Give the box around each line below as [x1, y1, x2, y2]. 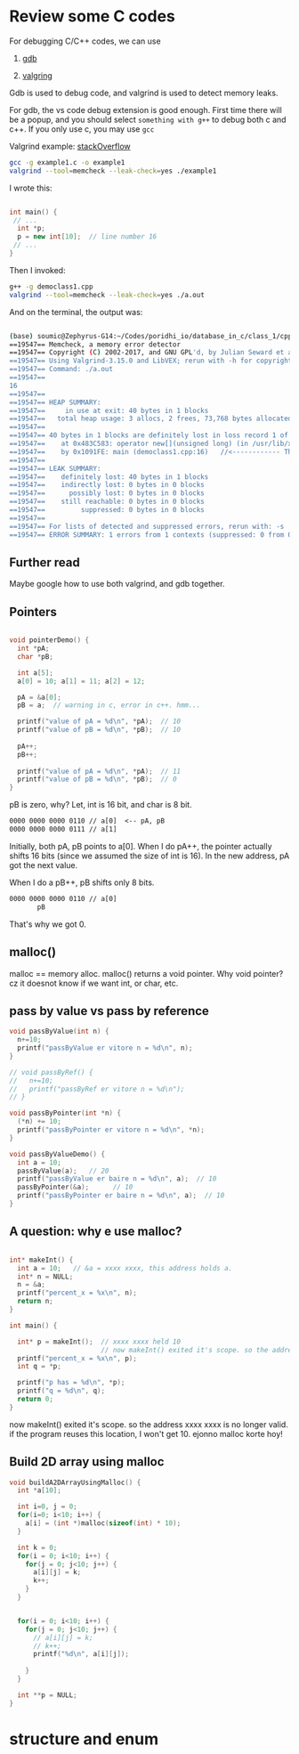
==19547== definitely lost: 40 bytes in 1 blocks [9, 472, 209, 482]
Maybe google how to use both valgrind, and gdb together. [9, 579, 225, 589]
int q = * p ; [17, 1362, 62, 1371]
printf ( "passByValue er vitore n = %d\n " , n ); [17, 1043, 193, 1052]
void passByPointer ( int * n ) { [9, 1108, 122, 1118]
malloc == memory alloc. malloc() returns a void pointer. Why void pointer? [9, 968, 284, 979]
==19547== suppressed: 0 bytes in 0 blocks [9, 506, 205, 515]
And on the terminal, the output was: [9, 306, 143, 317]
